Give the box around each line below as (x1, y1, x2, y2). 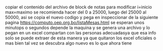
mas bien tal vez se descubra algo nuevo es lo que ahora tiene (5, 40, 132, 46)
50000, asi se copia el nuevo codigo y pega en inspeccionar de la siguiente (5, 15, 159, 20)
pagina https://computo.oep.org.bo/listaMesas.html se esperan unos (5, 19, 144, 25)
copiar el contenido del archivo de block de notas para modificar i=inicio (5, 4, 152, 10)
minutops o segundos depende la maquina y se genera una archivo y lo (5, 25, 150, 31)
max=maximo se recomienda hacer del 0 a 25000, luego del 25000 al (5, 9, 147, 15)
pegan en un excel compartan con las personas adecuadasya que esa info (5, 30, 157, 35)
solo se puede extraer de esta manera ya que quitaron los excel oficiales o (5, 35, 157, 41)
